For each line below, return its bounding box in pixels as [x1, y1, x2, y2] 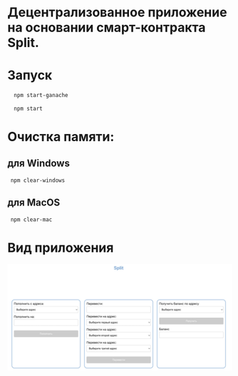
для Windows [7, 157, 70, 169]
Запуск [7, 67, 53, 83]
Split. [7, 35, 39, 51]
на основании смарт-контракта [7, 19, 206, 36]
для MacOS [7, 196, 61, 208]
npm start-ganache [14, 92, 69, 99]
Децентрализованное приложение [7, 4, 227, 21]
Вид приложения [7, 240, 114, 256]
